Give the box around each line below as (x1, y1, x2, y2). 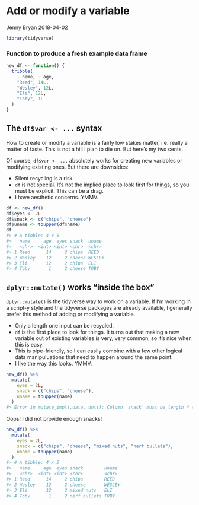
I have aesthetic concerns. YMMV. (14, 193, 99, 201)
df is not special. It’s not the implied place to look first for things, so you (14, 181, 190, 188)
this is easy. (14, 341, 44, 348)
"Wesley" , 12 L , (17, 85, 54, 91)
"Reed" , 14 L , (17, 79, 49, 85)
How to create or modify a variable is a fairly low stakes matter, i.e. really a (6, 139, 188, 146)
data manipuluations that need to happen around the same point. (14, 354, 173, 361)
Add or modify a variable (6, 4, 130, 18)
